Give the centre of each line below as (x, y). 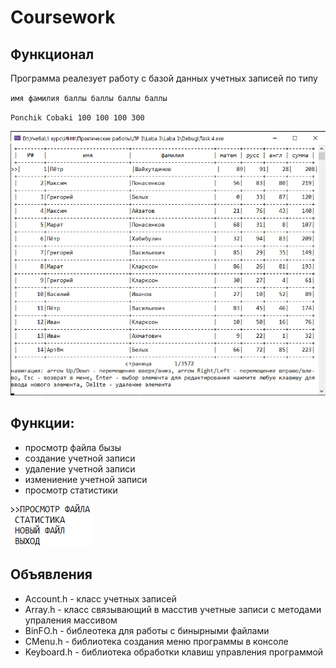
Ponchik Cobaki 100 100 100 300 (77, 118)
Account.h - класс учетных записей (100, 598)
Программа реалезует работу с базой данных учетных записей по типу (164, 78)
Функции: (42, 423)
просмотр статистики (71, 490)
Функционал (52, 54)
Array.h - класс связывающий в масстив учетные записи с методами (173, 609)
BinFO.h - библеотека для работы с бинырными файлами (147, 630)
